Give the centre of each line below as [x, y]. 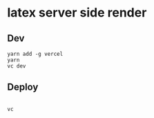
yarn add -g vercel [35, 54]
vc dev [17, 66]
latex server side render [77, 13]
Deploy [23, 87]
